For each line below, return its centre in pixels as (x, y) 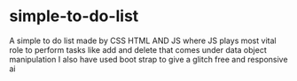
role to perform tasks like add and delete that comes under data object (138, 49)
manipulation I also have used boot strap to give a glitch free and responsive (148, 59)
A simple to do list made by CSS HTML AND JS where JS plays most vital (143, 40)
